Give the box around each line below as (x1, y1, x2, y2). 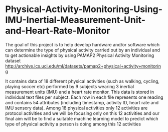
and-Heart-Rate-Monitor (5, 25, 110, 36)
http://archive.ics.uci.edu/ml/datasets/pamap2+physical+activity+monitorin (5, 63, 161, 69)
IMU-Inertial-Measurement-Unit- (5, 14, 146, 26)
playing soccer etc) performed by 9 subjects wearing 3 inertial (5, 83, 134, 89)
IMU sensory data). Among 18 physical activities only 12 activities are (5, 105, 148, 111)
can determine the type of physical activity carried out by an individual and (5, 47, 160, 53)
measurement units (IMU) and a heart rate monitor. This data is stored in (5, 89, 154, 95)
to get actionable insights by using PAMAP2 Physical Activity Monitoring (5, 52, 154, 58)
